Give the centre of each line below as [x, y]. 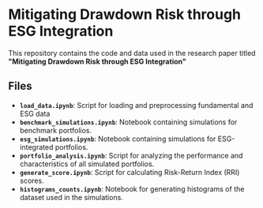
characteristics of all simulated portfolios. [87, 164]
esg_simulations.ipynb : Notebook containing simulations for [118, 139]
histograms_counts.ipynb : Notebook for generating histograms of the [132, 189]
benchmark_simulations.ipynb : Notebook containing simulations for [128, 122]
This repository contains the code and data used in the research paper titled [132, 53]
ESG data [35, 113]
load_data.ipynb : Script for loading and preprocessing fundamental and [136, 105]
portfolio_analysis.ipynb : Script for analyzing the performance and [131, 155]
